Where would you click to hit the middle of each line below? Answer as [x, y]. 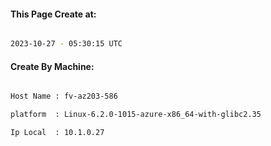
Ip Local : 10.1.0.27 [57, 133]
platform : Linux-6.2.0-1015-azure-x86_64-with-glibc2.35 [136, 115]
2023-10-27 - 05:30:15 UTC [66, 44]
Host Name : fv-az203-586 [64, 96]
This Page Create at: [53, 14]
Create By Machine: [52, 66]
